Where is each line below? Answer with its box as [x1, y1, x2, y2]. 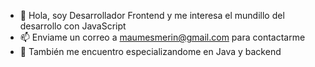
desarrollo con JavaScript [19, 20, 127, 32]
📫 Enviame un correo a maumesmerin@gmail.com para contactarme [19, 31, 306, 43]
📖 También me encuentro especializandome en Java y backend [19, 46, 282, 57]
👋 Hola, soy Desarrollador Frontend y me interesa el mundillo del [19, 10, 285, 21]
